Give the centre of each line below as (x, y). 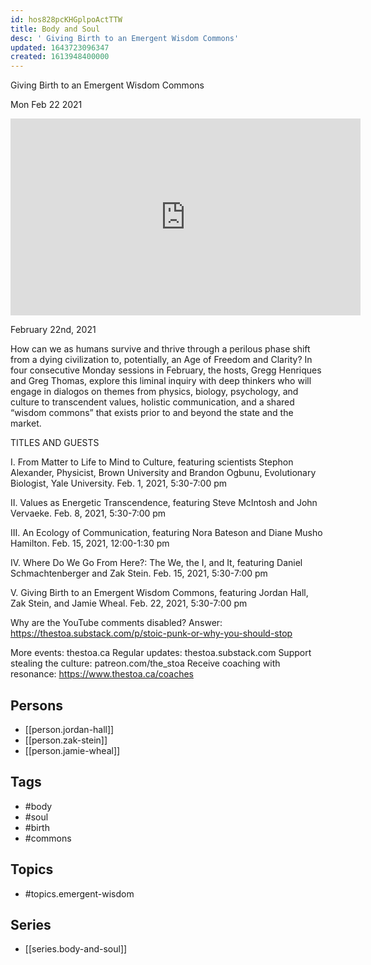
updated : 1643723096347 (60, 47)
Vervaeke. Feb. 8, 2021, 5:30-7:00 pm (88, 513)
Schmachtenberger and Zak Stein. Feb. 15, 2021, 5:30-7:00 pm (139, 573)
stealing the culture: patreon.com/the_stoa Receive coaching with (145, 663)
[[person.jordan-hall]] (69, 729)
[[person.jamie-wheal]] (72, 750)
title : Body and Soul (55, 29)
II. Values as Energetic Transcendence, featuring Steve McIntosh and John (164, 503)
